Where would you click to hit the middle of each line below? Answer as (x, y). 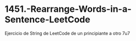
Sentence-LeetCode (48, 20)
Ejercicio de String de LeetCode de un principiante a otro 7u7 (67, 33)
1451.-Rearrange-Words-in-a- (68, 9)
